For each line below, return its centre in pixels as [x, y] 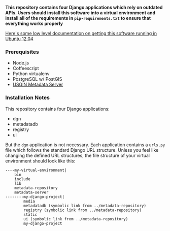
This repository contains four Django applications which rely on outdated [84, 7]
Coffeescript [26, 69]
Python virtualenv [31, 74]
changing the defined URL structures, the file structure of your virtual [77, 155]
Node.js [21, 63]
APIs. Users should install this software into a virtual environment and [80, 13]
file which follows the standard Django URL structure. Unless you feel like [82, 150]
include [22, 179]
